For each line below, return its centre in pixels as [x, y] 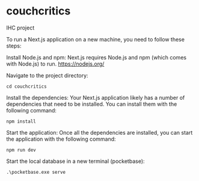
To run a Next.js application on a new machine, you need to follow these [96, 39]
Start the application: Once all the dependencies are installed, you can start [99, 132]
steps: [14, 46]
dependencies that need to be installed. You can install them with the [92, 104]
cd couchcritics [26, 86]
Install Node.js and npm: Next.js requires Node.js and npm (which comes [96, 57]
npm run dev [21, 150]
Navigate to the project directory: [47, 75]
